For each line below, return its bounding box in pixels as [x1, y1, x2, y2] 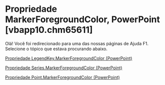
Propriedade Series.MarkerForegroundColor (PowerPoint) [5, 65, 123, 71]
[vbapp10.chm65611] [5, 25, 93, 35]
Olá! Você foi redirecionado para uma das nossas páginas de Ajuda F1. [5, 40, 149, 46]
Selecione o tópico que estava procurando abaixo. [5, 46, 108, 52]
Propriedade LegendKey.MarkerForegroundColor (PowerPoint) [5, 55, 132, 61]
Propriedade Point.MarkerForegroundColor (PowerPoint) [5, 74, 120, 80]
